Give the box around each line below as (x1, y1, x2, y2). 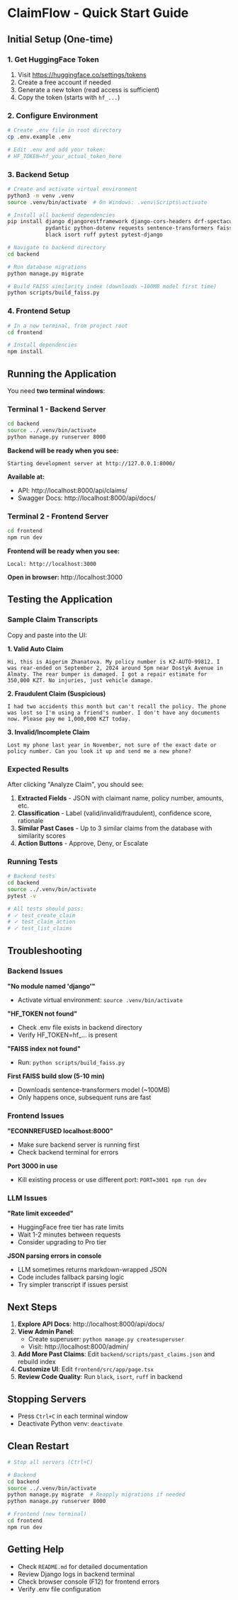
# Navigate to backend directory (7, 244, 106, 251)
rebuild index (17, 1358, 56, 1366)
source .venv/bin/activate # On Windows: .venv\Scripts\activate (7, 198, 208, 206)
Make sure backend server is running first (17, 1140, 140, 1149)
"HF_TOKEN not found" (7, 1009, 78, 1018)
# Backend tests (7, 873, 55, 880)
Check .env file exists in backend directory (17, 1023, 143, 1031)
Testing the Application (7, 594, 113, 606)
